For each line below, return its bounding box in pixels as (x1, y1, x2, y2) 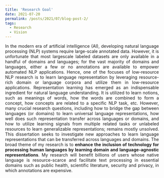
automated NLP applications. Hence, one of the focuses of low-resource (5, 69, 159, 75)
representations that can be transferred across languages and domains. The (5, 137, 159, 142)
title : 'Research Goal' (5, 7, 54, 12)
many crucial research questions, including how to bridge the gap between (5, 105, 159, 111)
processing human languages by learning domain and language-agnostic (5, 147, 159, 153)
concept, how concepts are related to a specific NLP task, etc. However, (5, 100, 159, 106)
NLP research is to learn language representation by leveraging (5, 74, 138, 80)
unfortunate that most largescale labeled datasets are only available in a (5, 54, 159, 59)
